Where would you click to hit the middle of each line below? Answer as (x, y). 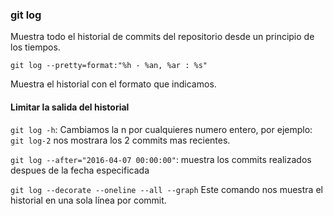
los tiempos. (35, 47)
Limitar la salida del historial (70, 107)
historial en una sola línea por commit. (88, 200)
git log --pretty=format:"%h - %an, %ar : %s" (109, 66)
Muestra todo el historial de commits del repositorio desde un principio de (162, 37)
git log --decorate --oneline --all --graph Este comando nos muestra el (166, 189)
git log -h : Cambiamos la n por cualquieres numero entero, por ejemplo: (161, 129)
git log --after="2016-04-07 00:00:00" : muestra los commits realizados (161, 159)
